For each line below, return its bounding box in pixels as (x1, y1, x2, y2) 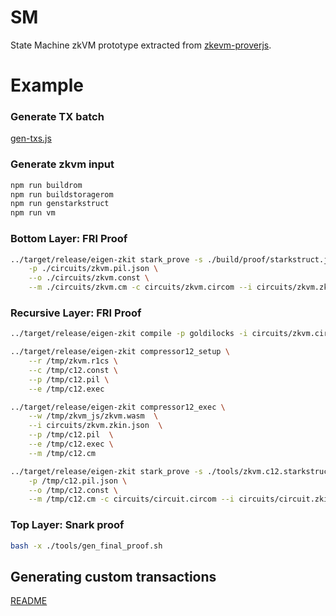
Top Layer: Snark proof (10, 518, 125, 532)
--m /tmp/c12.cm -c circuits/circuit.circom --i (28, 494, 235, 505)
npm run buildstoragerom (10, 189, 114, 200)
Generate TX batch (10, 110, 105, 124)
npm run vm (10, 208, 56, 218)
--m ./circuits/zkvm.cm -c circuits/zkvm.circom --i (28, 282, 253, 293)
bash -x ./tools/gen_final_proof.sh (10, 541, 163, 551)
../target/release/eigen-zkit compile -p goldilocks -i (10, 329, 248, 339)
